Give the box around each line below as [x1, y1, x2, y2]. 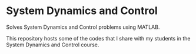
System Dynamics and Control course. [6, 41, 99, 48]
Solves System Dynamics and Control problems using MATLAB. [6, 23, 160, 31]
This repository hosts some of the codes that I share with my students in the [6, 35, 191, 42]
